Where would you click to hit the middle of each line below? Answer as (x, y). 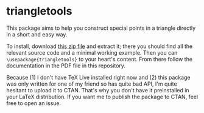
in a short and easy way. (37, 34)
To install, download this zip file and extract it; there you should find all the (100, 46)
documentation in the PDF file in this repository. (66, 66)
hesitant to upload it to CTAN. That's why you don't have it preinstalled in (98, 90)
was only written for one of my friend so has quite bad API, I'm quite (92, 84)
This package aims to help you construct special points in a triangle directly (101, 28)
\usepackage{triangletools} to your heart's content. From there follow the (100, 59)
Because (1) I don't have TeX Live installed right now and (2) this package (98, 77)
